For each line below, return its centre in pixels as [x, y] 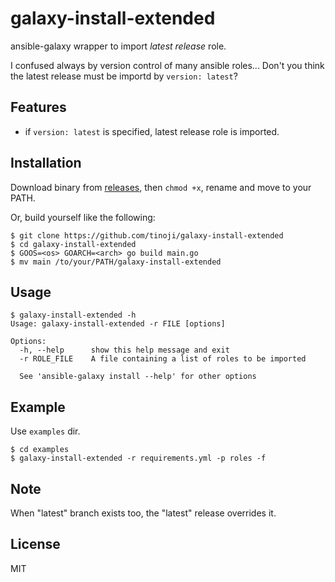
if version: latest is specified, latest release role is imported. [152, 131]
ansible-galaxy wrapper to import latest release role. [118, 46]
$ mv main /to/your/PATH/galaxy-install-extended [116, 262]
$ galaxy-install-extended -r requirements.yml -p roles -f [138, 458]
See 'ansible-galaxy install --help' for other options [138, 377]
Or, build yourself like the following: [83, 217]
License [35, 544]
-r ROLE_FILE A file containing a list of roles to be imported [163, 359]
